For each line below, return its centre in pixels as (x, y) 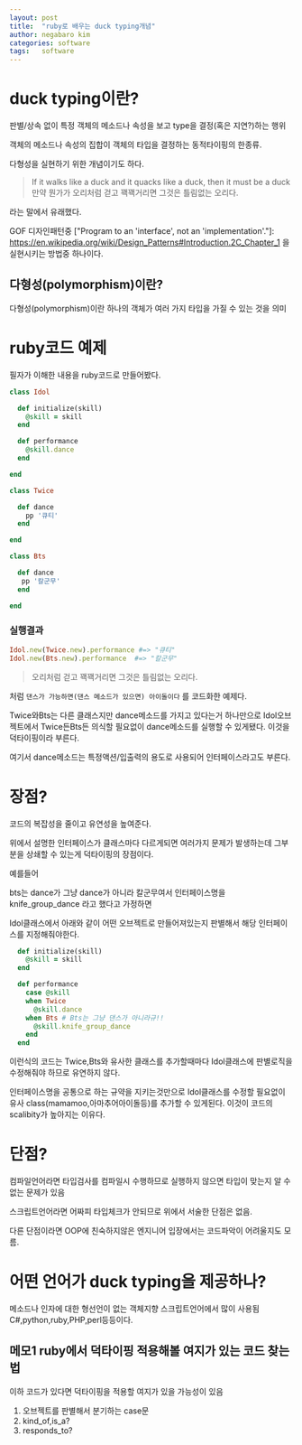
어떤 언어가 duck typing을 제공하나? (138, 1282)
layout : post (34, 18)
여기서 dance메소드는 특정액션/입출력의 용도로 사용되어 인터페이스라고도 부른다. (150, 757)
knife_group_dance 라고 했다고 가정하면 (81, 903)
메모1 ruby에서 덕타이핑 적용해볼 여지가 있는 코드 (137, 1351)
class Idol (30, 392)
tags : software (42, 51)
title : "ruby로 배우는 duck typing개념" (82, 26)
